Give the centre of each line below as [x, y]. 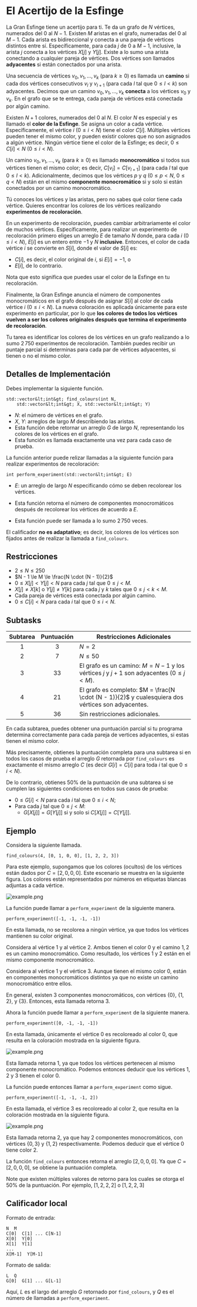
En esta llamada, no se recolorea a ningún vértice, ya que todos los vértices [98, 929]
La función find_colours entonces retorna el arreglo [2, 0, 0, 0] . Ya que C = [96, 1161]
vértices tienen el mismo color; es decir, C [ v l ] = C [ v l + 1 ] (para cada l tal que [97, 168]
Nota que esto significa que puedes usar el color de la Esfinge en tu [88, 277]
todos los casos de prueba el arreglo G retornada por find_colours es [90, 759]
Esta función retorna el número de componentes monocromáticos [94, 503]
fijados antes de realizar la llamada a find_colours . [67, 538]
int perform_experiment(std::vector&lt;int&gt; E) [69, 474]
